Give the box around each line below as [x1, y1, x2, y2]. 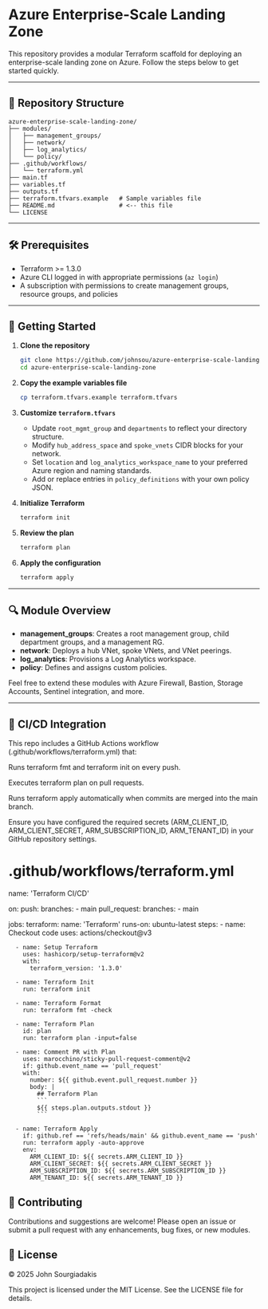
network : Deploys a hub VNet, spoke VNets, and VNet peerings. [19, 646, 232, 656]
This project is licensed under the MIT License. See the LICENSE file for [8, 1284, 244, 1294]
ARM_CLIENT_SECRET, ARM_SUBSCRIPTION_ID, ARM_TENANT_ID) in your [8, 826, 254, 835]
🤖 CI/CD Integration [8, 717, 107, 731]
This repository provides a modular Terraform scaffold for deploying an [8, 49, 242, 58]
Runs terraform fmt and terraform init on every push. [8, 763, 181, 772]
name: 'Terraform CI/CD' [8, 889, 89, 898]
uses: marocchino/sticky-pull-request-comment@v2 [22, 1055, 191, 1063]
